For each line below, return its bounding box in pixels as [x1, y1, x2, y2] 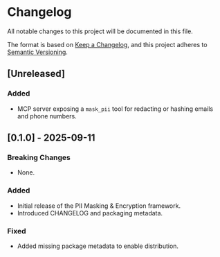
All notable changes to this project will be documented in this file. [7, 27, 194, 35]
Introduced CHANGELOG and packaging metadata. [17, 209, 163, 217]
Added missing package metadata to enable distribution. [17, 242, 178, 250]
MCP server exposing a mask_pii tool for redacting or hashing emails [17, 105, 213, 113]
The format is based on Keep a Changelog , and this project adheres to [7, 40, 208, 48]
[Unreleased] [7, 68, 66, 80]
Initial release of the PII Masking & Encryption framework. [17, 202, 181, 210]
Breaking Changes [7, 152, 71, 162]
